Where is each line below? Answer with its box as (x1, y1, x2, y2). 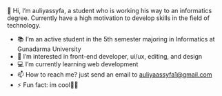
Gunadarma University (17, 45, 81, 53)
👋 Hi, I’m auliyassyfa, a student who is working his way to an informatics (7, 7, 212, 15)
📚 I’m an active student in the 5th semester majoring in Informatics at (17, 35, 215, 43)
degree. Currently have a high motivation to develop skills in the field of (7, 14, 210, 22)
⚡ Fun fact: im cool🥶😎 (17, 81, 79, 89)
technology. (7, 21, 41, 29)
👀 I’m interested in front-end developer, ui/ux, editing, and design (17, 52, 203, 60)
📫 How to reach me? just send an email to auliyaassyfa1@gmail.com (17, 70, 212, 79)
